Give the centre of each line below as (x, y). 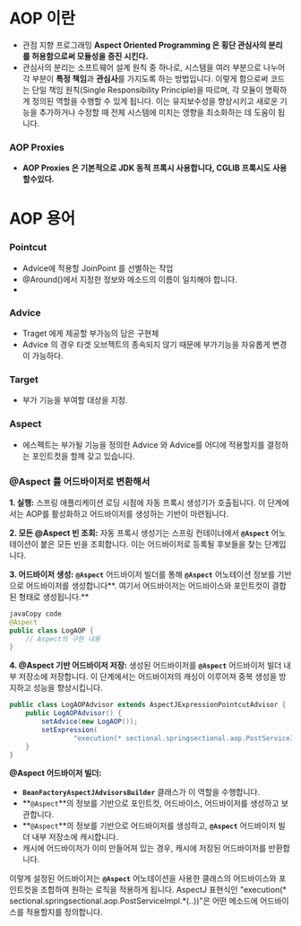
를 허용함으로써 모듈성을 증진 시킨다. (85, 56)
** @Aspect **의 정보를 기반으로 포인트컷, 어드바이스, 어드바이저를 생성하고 (150, 803)
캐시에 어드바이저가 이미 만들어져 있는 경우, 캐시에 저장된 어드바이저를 (144, 848)
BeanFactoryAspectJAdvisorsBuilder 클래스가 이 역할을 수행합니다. (141, 792)
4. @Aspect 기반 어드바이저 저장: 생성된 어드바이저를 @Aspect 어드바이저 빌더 (146, 666)
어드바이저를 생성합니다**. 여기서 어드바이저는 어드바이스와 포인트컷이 (148, 585)
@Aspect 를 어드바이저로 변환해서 (80, 481)
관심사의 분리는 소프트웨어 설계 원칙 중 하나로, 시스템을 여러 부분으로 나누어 (154, 67)
